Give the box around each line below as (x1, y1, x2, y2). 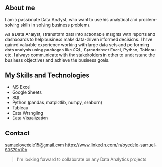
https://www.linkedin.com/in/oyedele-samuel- (65, 142, 157, 148)
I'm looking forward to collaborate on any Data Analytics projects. (16, 156, 147, 162)
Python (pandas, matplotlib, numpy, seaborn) (12, 100, 103, 105)
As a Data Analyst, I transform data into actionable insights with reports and (5, 31, 156, 37)
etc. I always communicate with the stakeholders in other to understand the (5, 52, 155, 58)
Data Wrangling (12, 110, 44, 116)
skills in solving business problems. (20, 22, 91, 28)
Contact (5, 129, 30, 137)
